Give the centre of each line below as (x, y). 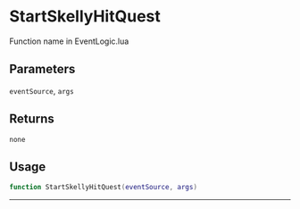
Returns (32, 119)
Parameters (42, 69)
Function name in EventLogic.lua (69, 41)
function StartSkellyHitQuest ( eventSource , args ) (104, 188)
